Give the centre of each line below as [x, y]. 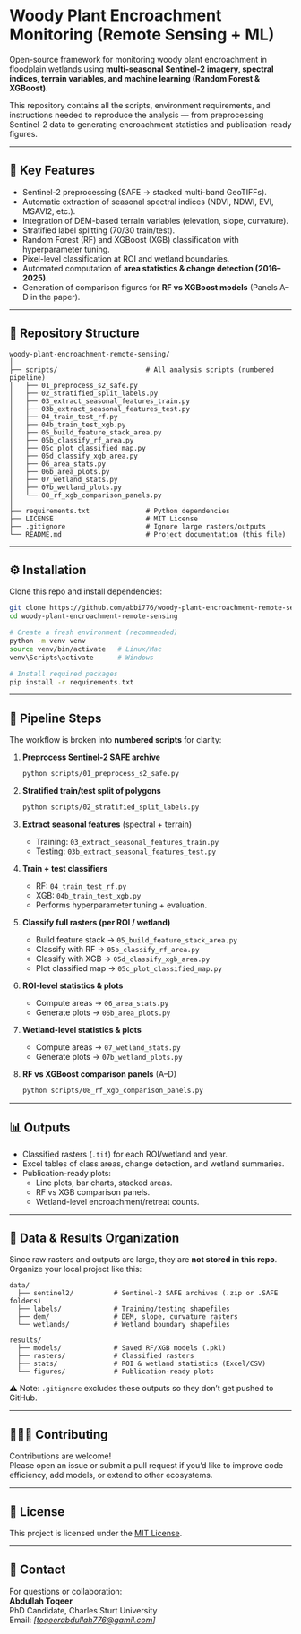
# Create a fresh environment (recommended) [94, 632]
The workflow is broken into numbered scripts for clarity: [116, 740]
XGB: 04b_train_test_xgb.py [88, 895]
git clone [28, 608]
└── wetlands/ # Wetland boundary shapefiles [124, 1325]
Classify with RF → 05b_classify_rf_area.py [117, 949]
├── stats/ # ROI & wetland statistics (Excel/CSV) [142, 1364]
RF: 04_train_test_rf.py [81, 886]
